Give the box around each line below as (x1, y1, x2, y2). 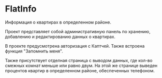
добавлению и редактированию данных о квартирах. (5, 34, 116, 39)
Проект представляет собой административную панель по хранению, (5, 28, 151, 34)
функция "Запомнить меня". (5, 48, 63, 54)
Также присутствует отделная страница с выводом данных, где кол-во (5, 57, 153, 63)
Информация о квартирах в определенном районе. (5, 19, 112, 25)
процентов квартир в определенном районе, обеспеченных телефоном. (5, 67, 155, 73)
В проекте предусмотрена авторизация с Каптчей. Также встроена (5, 43, 145, 49)
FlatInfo (5, 3, 37, 14)
